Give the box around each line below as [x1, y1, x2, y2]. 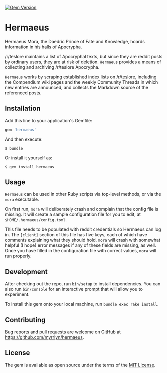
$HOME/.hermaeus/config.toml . [5, 217, 67, 223]
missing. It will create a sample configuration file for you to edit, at [5, 211, 141, 217]
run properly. [5, 253, 32, 259]
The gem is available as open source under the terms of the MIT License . [5, 362, 156, 368]
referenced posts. [5, 90, 42, 96]
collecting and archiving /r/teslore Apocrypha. [5, 64, 100, 70]
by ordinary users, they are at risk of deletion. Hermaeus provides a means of [5, 59, 161, 65]
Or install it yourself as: [5, 155, 52, 161]
